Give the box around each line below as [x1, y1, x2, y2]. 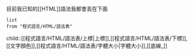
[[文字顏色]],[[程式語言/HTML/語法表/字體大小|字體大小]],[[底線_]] [6, 42, 168, 49]
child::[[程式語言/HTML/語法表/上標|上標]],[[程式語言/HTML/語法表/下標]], [6, 35, 188, 42]
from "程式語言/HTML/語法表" [6, 23, 73, 29]
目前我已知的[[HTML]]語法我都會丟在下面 [6, 5, 108, 12]
